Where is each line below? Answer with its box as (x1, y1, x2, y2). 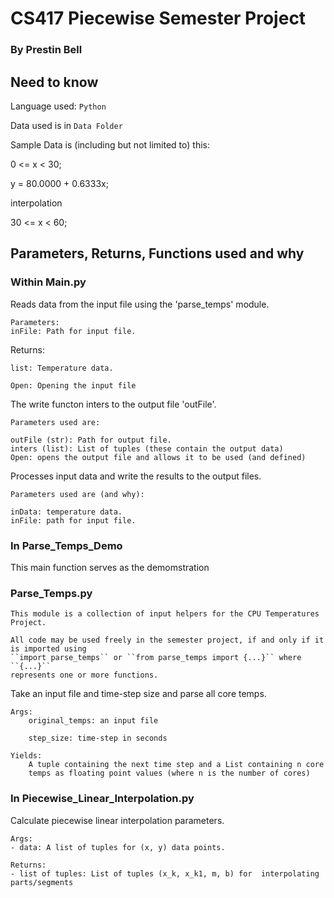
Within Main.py (10, 275, 87, 289)
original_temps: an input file (28, 716, 159, 726)
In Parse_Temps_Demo (10, 538, 123, 552)
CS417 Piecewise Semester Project (10, 7, 307, 30)
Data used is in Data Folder (10, 119, 123, 131)
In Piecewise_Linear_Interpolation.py (10, 792, 195, 806)
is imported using (10, 644, 87, 654)
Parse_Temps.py (10, 586, 93, 600)
